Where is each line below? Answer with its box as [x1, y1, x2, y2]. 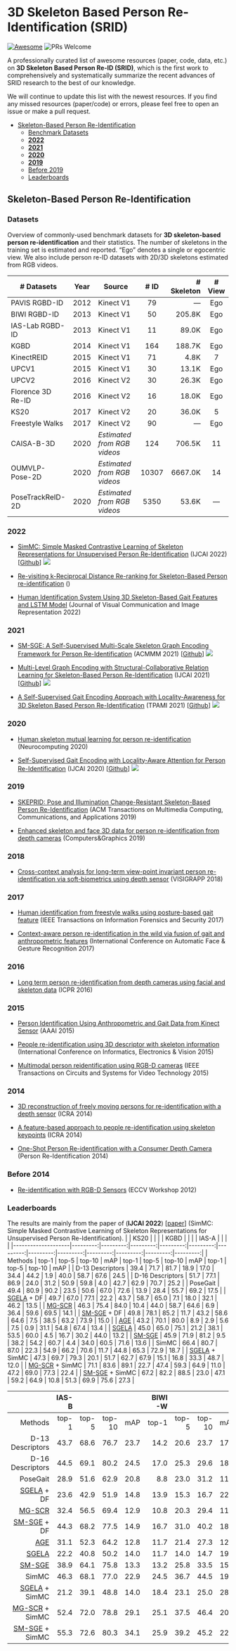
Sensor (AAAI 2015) [17, 1026, 75, 1035]
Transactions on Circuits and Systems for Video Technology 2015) [17, 1069, 209, 1077]
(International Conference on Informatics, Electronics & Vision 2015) [17, 1047, 214, 1056]
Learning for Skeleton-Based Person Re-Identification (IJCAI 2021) [17, 671, 211, 680]
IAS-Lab [11, 321, 39, 331]
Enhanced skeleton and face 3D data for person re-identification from [17, 826, 220, 834]
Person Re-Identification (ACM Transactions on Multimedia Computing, [17, 805, 223, 813]
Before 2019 [27, 165, 63, 174]
